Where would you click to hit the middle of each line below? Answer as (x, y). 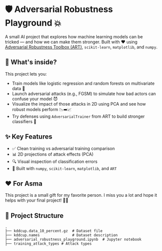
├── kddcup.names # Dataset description (61, 235)
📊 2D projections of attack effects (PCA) (53, 154)
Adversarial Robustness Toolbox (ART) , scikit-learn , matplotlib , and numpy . (81, 47)
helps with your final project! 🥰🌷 (37, 200)
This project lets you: (26, 74)
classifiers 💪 (24, 121)
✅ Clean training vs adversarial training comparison (63, 148)
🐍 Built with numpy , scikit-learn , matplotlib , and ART (64, 168)
